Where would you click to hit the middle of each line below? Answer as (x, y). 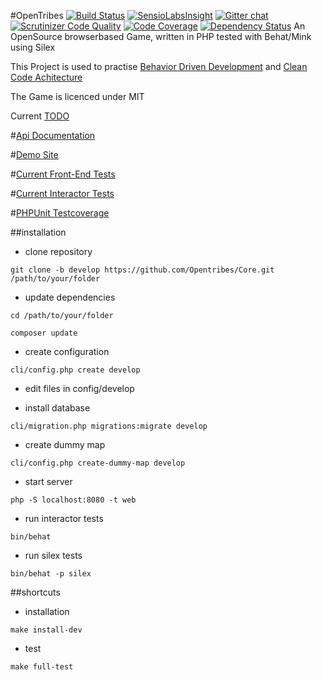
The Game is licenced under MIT (77, 96)
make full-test (42, 667)
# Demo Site (34, 154)
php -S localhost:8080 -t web (73, 500)
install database (57, 408)
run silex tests (53, 555)
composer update (44, 333)
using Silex (33, 47)
